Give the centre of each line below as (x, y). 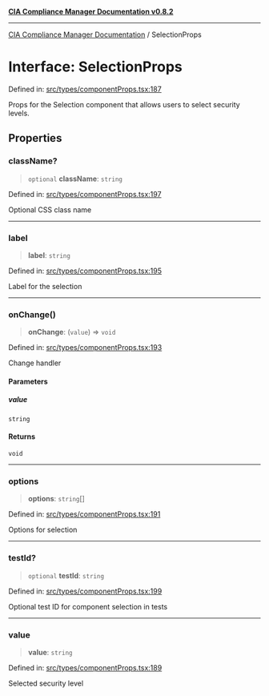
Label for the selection (45, 286)
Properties (35, 138)
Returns (22, 437)
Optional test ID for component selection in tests (88, 606)
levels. (19, 113)
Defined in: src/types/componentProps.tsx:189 (85, 667)
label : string (49, 255)
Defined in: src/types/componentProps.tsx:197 (85, 194)
